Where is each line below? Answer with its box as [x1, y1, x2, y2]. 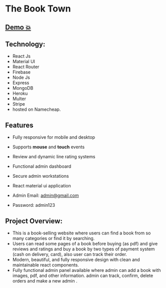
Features [5, 121, 33, 129]
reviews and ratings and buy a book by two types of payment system [12, 246, 155, 252]
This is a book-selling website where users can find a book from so [12, 230, 151, 236]
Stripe [12, 101, 25, 107]
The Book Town [5, 3, 71, 15]
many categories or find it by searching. [12, 235, 95, 241]
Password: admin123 [12, 202, 55, 208]
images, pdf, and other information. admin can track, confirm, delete [12, 272, 153, 278]
